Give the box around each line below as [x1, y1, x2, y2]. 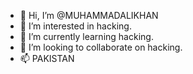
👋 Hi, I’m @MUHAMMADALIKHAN [19, 10, 159, 21]
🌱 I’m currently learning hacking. [19, 31, 154, 42]
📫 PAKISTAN [19, 53, 75, 64]
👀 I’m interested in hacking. [19, 20, 132, 32]
